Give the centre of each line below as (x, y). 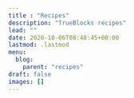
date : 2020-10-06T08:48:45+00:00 (64, 38)
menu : (17, 52)
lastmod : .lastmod (39, 45)
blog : (25, 60)
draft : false (30, 74)
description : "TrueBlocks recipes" (67, 23)
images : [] (26, 81)
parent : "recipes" (53, 67)
